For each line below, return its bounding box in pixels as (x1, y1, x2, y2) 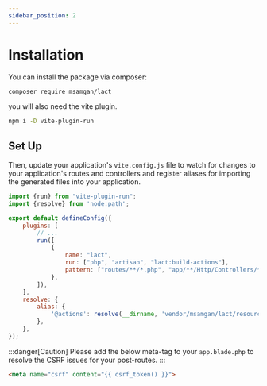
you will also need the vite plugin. (8, 102, 118, 111)
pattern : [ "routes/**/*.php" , (64, 266, 165, 274)
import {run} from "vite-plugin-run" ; (8, 192, 137, 201)
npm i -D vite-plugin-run (8, 117, 94, 125)
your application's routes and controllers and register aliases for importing (8, 168, 251, 179)
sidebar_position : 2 (8, 11, 77, 20)
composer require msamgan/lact (8, 87, 112, 95)
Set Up (8, 139, 42, 152)
